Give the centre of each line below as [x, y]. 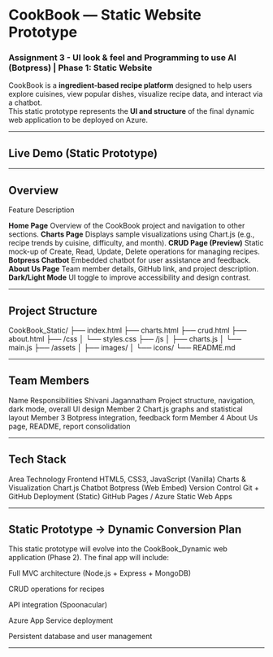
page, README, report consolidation [69, 426]
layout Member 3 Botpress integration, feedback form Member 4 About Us [133, 417]
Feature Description [41, 210]
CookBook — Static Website [105, 15]
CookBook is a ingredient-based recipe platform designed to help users [130, 85]
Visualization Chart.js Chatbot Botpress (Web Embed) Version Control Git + [134, 487]
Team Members [49, 381]
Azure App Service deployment [61, 620]
